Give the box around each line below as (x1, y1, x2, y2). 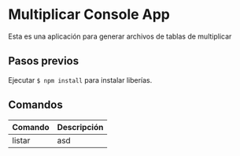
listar (12, 135, 31, 146)
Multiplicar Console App (8, 6, 171, 24)
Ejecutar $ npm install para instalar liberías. (8, 75, 153, 84)
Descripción (57, 121, 104, 132)
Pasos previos (8, 54, 79, 68)
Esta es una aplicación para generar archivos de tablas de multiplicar (8, 32, 232, 41)
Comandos (8, 98, 63, 112)
